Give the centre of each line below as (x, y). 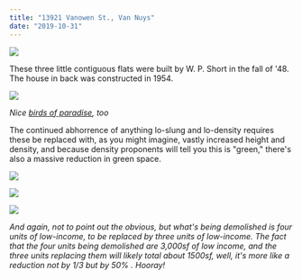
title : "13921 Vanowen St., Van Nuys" (82, 18)
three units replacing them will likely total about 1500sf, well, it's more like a (150, 255)
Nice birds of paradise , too (59, 112)
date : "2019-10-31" (46, 26)
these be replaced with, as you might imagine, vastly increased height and (147, 139)
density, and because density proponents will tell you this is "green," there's (150, 148)
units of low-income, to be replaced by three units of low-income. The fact (148, 236)
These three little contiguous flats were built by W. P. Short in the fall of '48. (150, 68)
